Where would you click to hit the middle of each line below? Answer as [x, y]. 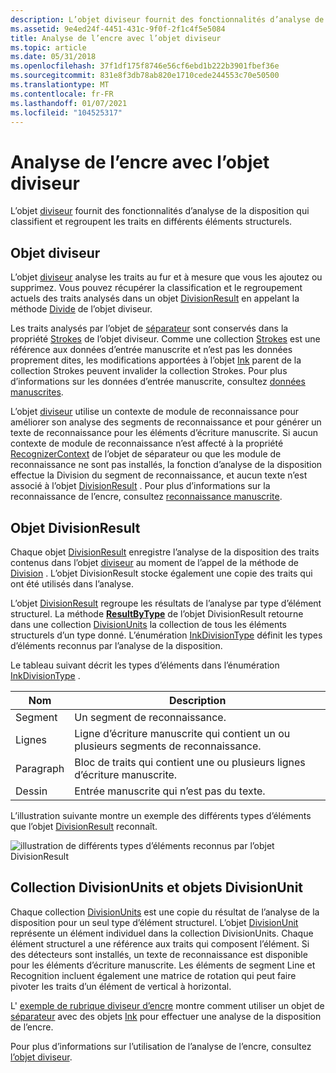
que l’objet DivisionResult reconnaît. [84, 826]
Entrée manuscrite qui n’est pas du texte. [170, 791]
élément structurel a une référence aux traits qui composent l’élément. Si [160, 943]
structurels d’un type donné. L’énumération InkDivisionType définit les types [166, 635]
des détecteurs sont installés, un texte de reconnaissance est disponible [159, 954]
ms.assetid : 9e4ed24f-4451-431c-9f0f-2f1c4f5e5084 [118, 29]
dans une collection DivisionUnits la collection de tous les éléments [148, 624]
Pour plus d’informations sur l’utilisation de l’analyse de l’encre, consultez [161, 1046]
